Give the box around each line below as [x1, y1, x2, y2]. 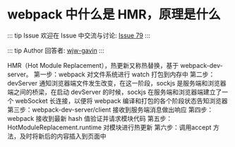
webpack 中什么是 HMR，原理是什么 [7, 6, 221, 23]
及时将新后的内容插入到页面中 [19, 131, 107, 140]
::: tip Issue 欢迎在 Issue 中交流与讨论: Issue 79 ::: [7, 31, 150, 40]
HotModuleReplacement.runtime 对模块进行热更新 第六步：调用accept [7, 123, 212, 131]
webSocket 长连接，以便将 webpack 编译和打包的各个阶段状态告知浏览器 [15, 96, 228, 105]
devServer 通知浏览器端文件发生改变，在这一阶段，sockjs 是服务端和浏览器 [7, 78, 227, 87]
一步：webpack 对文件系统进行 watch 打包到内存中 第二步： [40, 70, 215, 78]
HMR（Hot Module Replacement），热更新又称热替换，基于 [7, 61, 179, 69]
